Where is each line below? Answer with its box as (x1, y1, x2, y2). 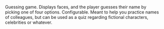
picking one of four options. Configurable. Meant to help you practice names (5, 9, 159, 15)
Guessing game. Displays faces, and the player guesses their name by (5, 4, 146, 10)
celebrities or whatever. (5, 19, 53, 25)
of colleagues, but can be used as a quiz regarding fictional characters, (5, 14, 149, 20)
